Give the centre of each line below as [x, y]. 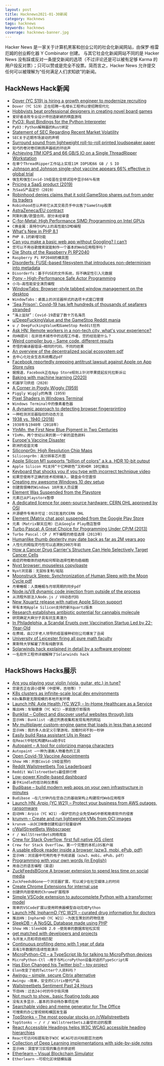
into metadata [26, 268]
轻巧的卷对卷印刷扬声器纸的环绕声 [41, 148]
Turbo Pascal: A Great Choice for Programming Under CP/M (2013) [80, 529]
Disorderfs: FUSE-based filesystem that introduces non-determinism [81, 262]
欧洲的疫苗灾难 [25, 446]
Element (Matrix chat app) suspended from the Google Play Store [78, 518]
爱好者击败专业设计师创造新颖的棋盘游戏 [47, 117]
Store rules [23, 367]
